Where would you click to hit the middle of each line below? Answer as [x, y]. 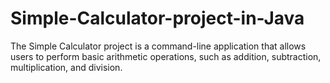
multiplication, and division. [66, 67]
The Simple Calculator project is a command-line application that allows [158, 46]
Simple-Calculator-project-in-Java [157, 18]
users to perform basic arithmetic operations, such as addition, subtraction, [166, 56]
